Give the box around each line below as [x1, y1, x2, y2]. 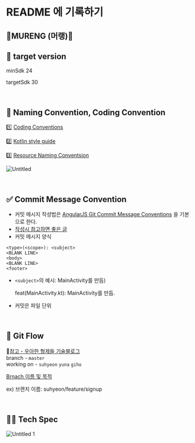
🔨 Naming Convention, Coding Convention [6, 107, 166, 118]
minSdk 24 [6, 67, 33, 74]
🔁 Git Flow [6, 331, 44, 341]
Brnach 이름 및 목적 [6, 372, 52, 380]
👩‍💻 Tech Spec [6, 414, 58, 425]
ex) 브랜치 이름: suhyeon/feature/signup [6, 385, 103, 393]
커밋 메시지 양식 [14, 233, 52, 241]
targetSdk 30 [6, 78, 39, 86]
